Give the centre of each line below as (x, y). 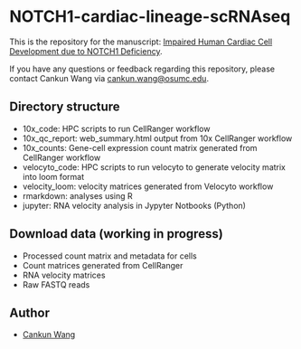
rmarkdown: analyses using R (77, 195)
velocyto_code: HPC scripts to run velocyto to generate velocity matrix (154, 167)
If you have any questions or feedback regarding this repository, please (142, 69)
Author (29, 312)
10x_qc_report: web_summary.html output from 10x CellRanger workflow (157, 138)
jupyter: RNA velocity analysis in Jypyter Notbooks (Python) (134, 205)
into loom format (53, 176)
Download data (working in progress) (116, 234)
